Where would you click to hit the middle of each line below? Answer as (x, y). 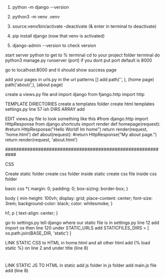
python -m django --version (41, 7)
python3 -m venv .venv (36, 17)
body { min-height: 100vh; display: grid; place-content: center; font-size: (79, 198)
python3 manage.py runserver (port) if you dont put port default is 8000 (79, 60)
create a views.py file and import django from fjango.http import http (75, 94)
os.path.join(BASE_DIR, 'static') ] (38, 233)
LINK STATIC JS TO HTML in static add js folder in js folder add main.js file (81, 265)
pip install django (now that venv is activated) (58, 36)
